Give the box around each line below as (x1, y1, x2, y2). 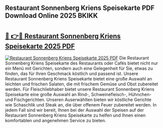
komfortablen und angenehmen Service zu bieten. (5, 118, 106, 123)
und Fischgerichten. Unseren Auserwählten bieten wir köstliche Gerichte (5, 97, 152, 102)
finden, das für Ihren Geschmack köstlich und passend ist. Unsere (5, 71, 139, 77)
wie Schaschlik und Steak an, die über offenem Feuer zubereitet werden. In (5, 102, 157, 107)
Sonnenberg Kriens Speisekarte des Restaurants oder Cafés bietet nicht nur (5, 60, 158, 66)
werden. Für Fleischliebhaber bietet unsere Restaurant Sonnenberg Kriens (5, 86, 155, 92)
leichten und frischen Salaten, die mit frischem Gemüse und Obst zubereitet (5, 81, 158, 87)
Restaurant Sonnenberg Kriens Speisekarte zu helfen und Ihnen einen (5, 112, 146, 118)
